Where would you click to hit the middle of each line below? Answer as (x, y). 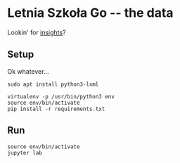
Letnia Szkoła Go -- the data (90, 13)
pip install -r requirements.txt (56, 109)
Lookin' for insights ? (37, 32)
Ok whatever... (28, 71)
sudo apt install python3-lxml (53, 84)
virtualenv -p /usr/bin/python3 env (61, 96)
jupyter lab (25, 152)
